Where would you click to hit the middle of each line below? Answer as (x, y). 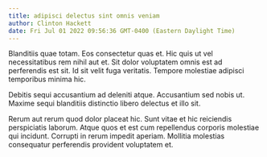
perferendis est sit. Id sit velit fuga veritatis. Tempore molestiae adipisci (126, 71)
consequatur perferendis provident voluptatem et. (91, 145)
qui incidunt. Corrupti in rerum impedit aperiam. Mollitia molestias (117, 136)
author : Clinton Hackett (50, 23)
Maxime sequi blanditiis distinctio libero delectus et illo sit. (105, 103)
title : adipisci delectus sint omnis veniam (84, 16)
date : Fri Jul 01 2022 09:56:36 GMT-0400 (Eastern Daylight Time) (122, 31)
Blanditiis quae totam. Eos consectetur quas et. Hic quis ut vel (111, 54)
